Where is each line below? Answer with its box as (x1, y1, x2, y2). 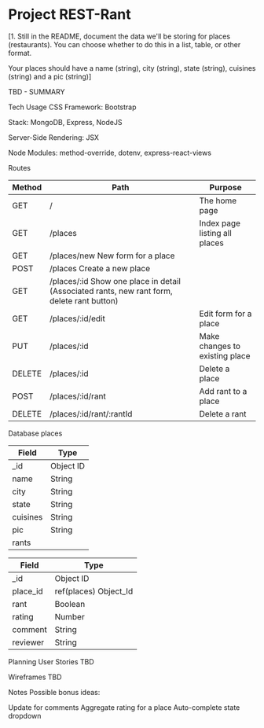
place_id (12, 586, 43, 597)
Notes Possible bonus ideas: (8, 687, 101, 697)
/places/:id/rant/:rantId (49, 408, 133, 419)
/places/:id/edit (49, 313, 106, 324)
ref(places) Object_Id (54, 586, 134, 597)
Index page (199, 218, 241, 229)
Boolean (54, 598, 86, 609)
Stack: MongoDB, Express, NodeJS (8, 117, 123, 127)
